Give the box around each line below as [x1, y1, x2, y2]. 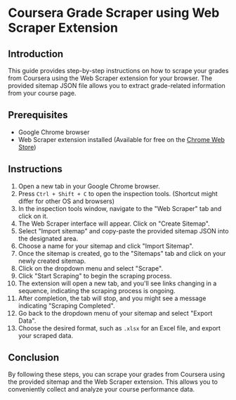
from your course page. [8, 89, 77, 97]
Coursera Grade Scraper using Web [8, 5, 220, 21]
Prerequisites [8, 109, 68, 121]
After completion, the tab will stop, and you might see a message [18, 294, 206, 302]
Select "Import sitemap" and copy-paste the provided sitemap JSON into [18, 226, 229, 235]
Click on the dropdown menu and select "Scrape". [18, 264, 164, 272]
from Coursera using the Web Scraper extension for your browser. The [8, 74, 213, 82]
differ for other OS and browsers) [18, 197, 115, 205]
